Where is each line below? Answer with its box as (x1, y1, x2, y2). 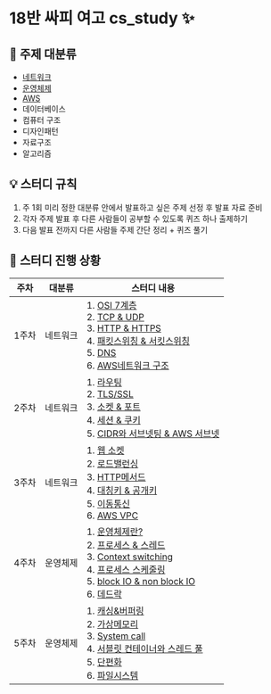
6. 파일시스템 (86, 669, 139, 682)
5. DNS (86, 346, 117, 359)
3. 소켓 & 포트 (86, 401, 141, 413)
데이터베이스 (21, 103, 67, 114)
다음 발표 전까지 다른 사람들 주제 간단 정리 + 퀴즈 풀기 (21, 224, 208, 235)
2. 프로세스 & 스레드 (86, 539, 166, 551)
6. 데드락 (86, 588, 122, 600)
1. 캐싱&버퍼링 (86, 604, 144, 616)
